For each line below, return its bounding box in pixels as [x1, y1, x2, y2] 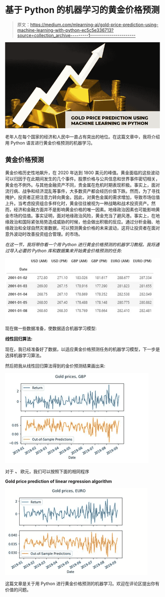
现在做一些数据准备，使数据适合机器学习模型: [5, 325, 97, 331]
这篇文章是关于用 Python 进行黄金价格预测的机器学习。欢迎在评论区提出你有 [5, 580, 160, 586]
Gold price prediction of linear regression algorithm [5, 478, 112, 484]
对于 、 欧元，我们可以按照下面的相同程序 [5, 468, 89, 474]
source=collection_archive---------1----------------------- [17, 32, 136, 38]
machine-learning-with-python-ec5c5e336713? [17, 27, 114, 33]
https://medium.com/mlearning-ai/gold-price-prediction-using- [30, 22, 159, 28]
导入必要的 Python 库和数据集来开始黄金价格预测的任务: [9, 248, 122, 254]
